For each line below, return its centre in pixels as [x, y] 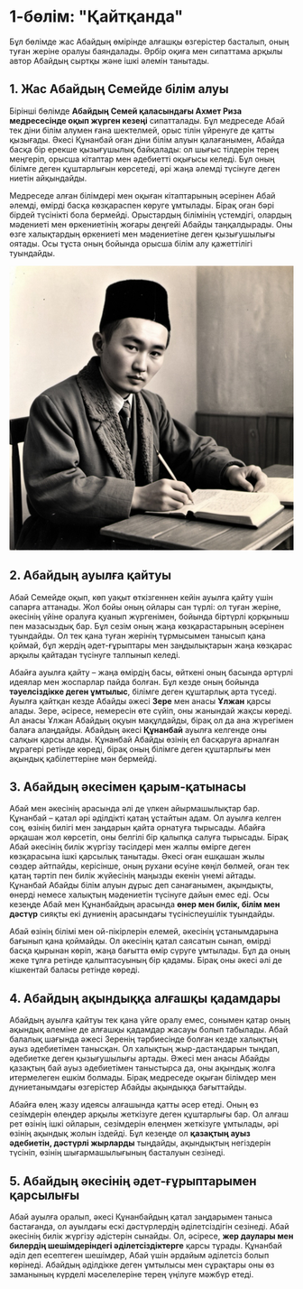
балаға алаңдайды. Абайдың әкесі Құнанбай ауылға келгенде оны [138, 729]
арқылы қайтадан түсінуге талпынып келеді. [95, 654]
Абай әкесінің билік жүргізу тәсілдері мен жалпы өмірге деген [130, 847]
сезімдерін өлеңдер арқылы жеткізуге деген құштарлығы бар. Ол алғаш [149, 1114]
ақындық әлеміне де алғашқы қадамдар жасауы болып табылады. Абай [149, 1030]
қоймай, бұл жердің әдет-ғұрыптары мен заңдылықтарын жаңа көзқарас [151, 645]
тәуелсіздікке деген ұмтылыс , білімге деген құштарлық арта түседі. [143, 691]
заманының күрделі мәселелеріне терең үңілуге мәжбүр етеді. [132, 1274]
